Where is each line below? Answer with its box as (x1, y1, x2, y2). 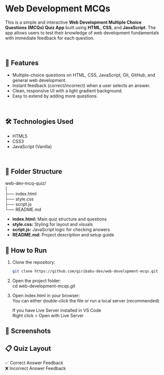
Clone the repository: (12, 260, 56, 265)
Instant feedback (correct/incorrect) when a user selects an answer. (12, 82, 151, 88)
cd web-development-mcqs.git (12, 283, 75, 289)
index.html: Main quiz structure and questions (12, 216, 107, 222)
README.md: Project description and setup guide (12, 232, 114, 238)
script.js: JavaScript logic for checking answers (12, 226, 110, 232)
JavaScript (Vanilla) (12, 144, 52, 150)
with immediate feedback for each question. (5, 35, 95, 41)
